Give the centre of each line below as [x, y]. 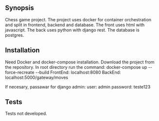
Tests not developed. [26, 114]
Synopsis [19, 8]
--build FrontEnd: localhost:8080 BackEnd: [78, 72]
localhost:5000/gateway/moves [37, 77]
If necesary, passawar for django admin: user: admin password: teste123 [78, 87]
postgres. [15, 35]
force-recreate [20, 72]
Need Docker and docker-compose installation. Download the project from [80, 62]
